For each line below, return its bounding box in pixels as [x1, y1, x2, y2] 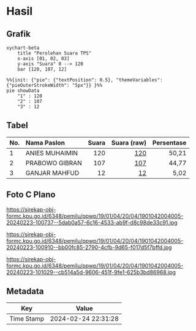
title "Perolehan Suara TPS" [17, 50, 92, 56]
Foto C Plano [6, 190, 56, 200]
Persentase [152, 138, 187, 147]
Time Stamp [9, 314, 45, 323]
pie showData [6, 87, 40, 94]
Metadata [6, 286, 44, 297]
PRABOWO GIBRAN [25, 158, 82, 167]
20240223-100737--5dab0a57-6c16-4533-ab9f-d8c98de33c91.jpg [6, 218, 178, 226]
